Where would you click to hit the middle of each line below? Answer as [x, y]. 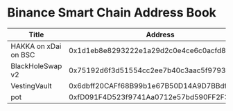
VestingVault [31, 85]
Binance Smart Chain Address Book [112, 13]
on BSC [23, 54]
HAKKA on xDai [36, 46]
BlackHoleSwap [36, 65]
